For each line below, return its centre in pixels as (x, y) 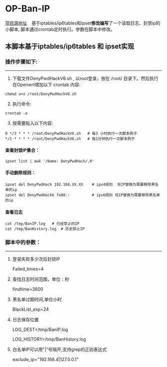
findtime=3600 (28, 289)
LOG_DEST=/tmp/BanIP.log (40, 329)
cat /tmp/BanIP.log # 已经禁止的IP (42, 224)
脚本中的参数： (23, 243)
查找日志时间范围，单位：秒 (41, 279)
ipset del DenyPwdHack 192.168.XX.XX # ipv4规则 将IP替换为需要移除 (78, 184)
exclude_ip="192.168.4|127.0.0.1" (45, 359)
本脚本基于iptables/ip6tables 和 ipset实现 (70, 46)
